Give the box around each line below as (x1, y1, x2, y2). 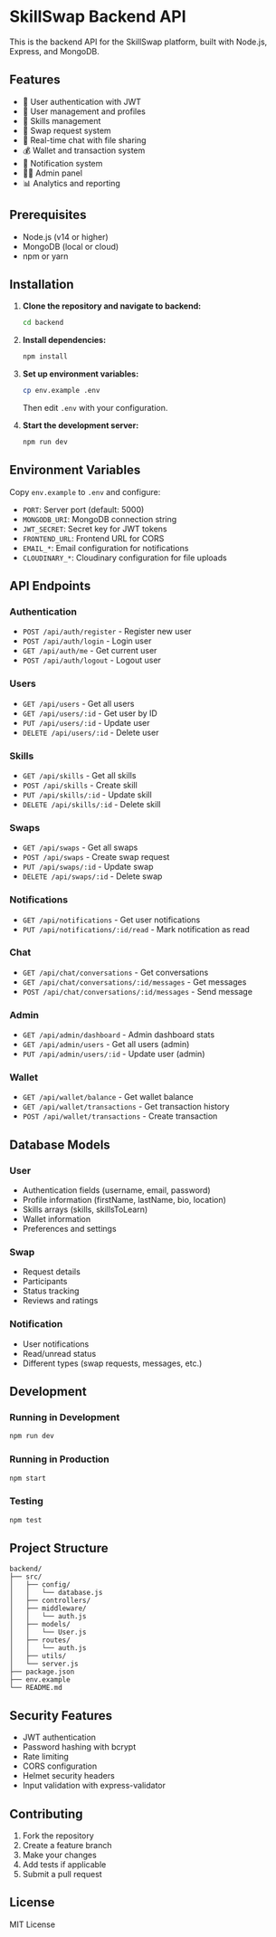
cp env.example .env (22, 386, 100, 396)
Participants (22, 1276, 68, 1287)
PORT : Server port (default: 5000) (22, 504, 145, 515)
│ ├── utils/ (9, 1652, 67, 1661)
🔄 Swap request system (22, 125, 111, 136)
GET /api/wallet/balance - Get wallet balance (22, 1092, 194, 1102)
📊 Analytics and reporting (22, 177, 120, 188)
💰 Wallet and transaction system (22, 145, 146, 156)
